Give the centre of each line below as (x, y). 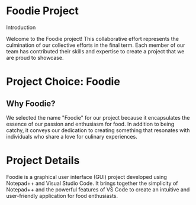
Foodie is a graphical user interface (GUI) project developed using (87, 177)
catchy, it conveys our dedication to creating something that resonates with (98, 130)
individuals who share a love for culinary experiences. (72, 136)
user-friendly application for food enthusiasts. (62, 196)
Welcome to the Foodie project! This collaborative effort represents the (93, 39)
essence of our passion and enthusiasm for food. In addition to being (90, 124)
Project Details (43, 161)
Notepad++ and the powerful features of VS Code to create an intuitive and (98, 189)
